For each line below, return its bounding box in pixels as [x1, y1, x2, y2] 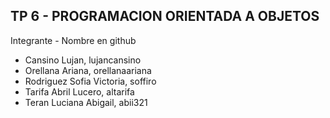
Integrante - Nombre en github [10, 34, 137, 46]
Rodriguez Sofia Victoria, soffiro [24, 75, 157, 87]
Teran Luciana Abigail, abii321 [24, 96, 148, 108]
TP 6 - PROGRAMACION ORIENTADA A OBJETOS [10, 8, 320, 25]
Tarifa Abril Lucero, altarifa [24, 85, 135, 98]
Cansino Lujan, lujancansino [24, 54, 142, 66]
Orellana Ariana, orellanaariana [24, 64, 152, 76]
